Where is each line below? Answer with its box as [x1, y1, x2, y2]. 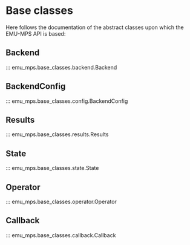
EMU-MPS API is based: [5, 30, 66, 37]
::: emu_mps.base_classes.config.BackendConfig [5, 97, 128, 105]
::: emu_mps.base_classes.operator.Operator [5, 198, 117, 205]
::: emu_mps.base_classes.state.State [5, 165, 99, 172]
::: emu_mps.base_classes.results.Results [5, 131, 109, 138]
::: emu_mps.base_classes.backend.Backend [5, 64, 117, 71]
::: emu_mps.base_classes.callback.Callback [5, 231, 116, 239]
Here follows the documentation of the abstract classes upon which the [5, 24, 184, 31]
